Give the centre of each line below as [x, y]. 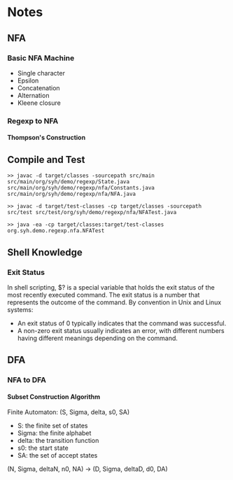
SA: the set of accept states [57, 456]
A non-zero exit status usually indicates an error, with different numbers [121, 330]
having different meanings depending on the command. [98, 338]
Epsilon [28, 80]
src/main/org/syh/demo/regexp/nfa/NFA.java [72, 194]
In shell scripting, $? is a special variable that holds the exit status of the [111, 287]
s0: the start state [43, 448]
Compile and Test [46, 159]
